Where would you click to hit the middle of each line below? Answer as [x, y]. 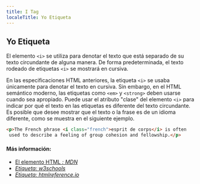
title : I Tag [23, 12]
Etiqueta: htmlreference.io [47, 175]
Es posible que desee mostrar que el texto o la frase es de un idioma [91, 112]
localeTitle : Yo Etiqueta [38, 17]
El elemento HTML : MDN [46, 162]
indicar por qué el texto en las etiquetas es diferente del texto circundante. [98, 106]
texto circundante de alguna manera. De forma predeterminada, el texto [95, 62]
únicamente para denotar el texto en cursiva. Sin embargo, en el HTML [94, 87]
